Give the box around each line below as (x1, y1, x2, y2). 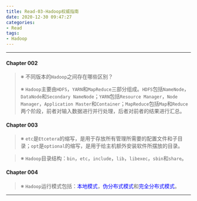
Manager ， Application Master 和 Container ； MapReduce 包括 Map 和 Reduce (20, 100, 189, 107)
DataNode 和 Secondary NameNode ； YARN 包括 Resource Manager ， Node (20, 93, 178, 100)
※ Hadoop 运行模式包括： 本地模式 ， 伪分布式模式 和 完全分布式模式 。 (20, 182, 180, 189)
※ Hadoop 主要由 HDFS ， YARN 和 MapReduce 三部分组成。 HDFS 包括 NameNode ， (20, 86, 189, 93)
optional (43, 144, 66, 149)
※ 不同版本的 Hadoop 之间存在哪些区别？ (20, 73, 113, 80)
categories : (6, 19, 35, 25)
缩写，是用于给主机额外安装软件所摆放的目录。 (70, 142, 184, 149)
